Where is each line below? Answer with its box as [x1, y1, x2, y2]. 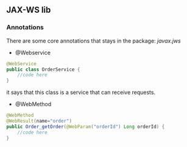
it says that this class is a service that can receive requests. [6, 88, 156, 96]
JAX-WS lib [6, 5, 51, 15]
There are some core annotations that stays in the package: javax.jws [6, 37, 181, 45]
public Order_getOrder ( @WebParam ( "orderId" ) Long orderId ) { [6, 123, 165, 130]
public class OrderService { [6, 66, 80, 73]
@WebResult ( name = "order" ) [6, 118, 72, 124]
